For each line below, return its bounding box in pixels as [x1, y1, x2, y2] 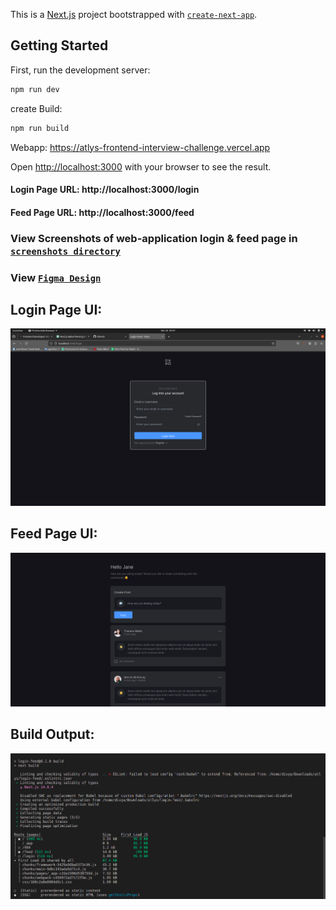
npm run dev [10, 84, 60, 94]
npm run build [10, 123, 70, 133]
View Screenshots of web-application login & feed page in [10, 231, 298, 245]
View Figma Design [10, 270, 102, 284]
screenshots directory [10, 245, 121, 257]
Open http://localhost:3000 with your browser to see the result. [10, 160, 272, 173]
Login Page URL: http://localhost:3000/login [10, 184, 200, 196]
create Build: [10, 102, 63, 114]
